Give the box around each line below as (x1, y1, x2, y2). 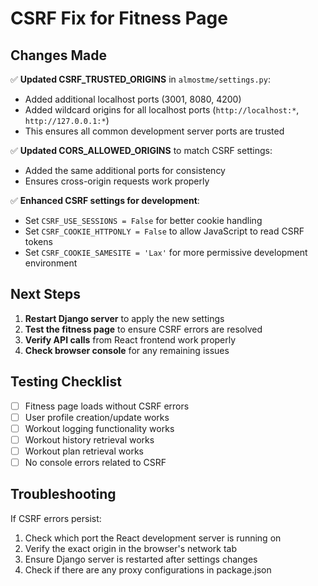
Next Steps (10, 286, 81, 303)
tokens (24, 236, 53, 247)
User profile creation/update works (24, 411, 170, 423)
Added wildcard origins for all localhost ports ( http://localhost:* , (24, 104, 300, 116)
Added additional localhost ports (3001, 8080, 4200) (24, 93, 242, 105)
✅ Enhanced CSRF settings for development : (10, 195, 200, 206)
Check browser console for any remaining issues (24, 344, 230, 356)
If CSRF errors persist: (10, 512, 102, 524)
